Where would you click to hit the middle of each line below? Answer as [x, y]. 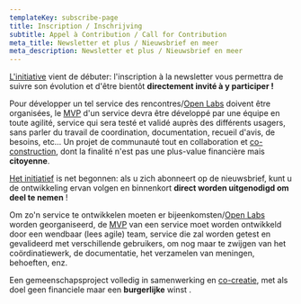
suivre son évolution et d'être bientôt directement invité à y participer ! [142, 86]
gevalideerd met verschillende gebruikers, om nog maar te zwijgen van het [148, 244]
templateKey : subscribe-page [64, 18]
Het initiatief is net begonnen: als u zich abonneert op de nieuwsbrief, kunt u [150, 179]
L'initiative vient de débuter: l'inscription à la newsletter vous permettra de [146, 76]
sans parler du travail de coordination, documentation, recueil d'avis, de [142, 132]
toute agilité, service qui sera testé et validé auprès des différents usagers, [147, 123]
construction [33, 152]
